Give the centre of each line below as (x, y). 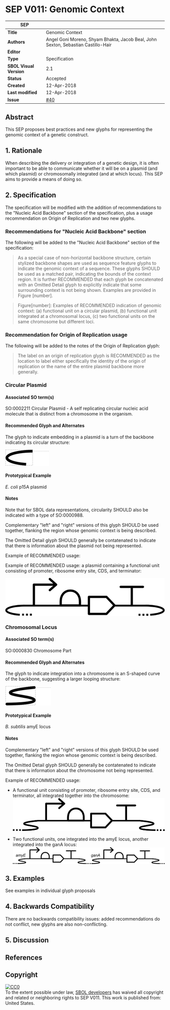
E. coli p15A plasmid (26, 487)
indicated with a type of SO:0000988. (45, 515)
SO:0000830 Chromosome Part (38, 651)
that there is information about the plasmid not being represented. (74, 546)
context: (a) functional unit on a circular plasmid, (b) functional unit (87, 311)
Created (16, 85)
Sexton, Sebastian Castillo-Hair (79, 45)
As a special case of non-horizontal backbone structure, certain (84, 257)
